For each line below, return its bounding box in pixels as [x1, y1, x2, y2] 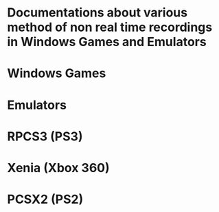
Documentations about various [7, 5, 187, 21]
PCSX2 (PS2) [7, 191, 84, 207]
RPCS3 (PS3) [7, 129, 83, 144]
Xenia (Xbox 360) [7, 160, 110, 176]
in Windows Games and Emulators [7, 34, 207, 50]
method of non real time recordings [7, 19, 213, 35]
